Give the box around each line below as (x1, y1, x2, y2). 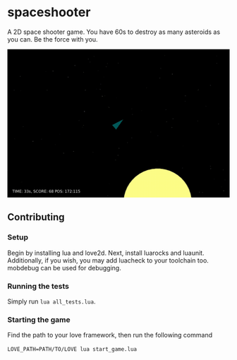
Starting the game (7, 315, 71, 325)
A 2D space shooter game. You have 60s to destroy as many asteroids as (7, 28, 221, 36)
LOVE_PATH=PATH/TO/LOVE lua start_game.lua (7, 346, 138, 353)
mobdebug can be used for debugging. (7, 263, 121, 272)
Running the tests (7, 281, 69, 291)
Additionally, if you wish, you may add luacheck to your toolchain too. (7, 256, 209, 265)
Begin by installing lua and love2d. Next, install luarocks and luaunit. (7, 248, 205, 257)
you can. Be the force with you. (7, 35, 98, 43)
